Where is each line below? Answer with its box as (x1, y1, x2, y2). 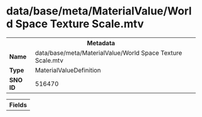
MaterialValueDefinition (35, 66, 101, 74)
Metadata (87, 39, 115, 47)
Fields (9, 101, 27, 109)
